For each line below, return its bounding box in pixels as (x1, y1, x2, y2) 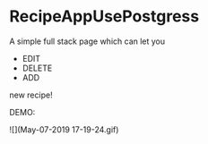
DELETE (22, 63, 53, 73)
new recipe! (9, 89, 53, 100)
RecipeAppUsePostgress (9, 6, 200, 27)
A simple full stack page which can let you (9, 36, 166, 47)
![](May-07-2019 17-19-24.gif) (9, 123, 119, 135)
